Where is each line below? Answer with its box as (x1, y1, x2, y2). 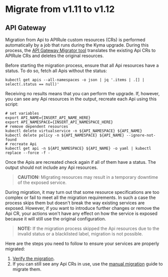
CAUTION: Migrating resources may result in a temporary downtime (17, 174, 158, 180)
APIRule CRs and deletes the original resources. (5, 53, 104, 59)
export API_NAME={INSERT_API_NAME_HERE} (5, 115, 91, 120)
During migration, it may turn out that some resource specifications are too (5, 189, 159, 195)
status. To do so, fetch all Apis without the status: (5, 68, 107, 74)
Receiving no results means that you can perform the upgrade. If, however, (5, 91, 160, 96)
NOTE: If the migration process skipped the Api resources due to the (17, 225, 159, 231)
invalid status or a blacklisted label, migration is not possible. (17, 231, 143, 236)
